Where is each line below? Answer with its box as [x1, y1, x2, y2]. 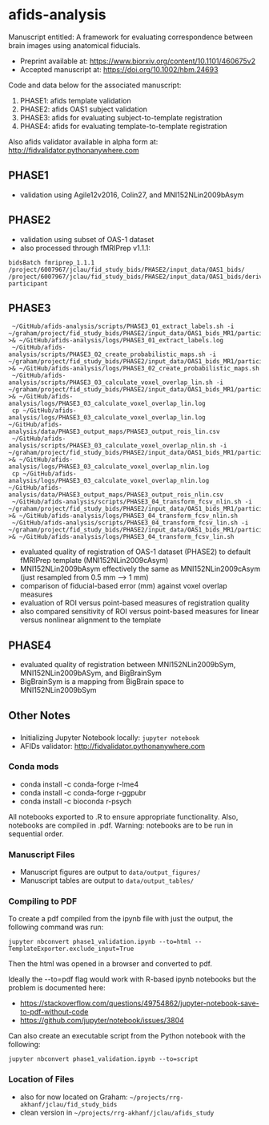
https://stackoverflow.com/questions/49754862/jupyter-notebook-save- [19, 998, 259, 1008]
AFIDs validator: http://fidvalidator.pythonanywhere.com [19, 741, 206, 751]
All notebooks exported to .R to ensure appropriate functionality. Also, [8, 811, 239, 821]
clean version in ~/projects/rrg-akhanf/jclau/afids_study [19, 1107, 215, 1117]
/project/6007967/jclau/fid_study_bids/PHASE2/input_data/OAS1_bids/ [8, 265, 246, 273]
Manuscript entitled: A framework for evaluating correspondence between [8, 32, 254, 42]
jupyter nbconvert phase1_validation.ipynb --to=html [8, 938, 192, 946]
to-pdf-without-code [19, 1007, 89, 1017]
